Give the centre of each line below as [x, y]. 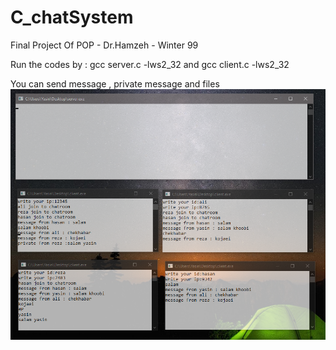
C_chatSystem [72, 17]
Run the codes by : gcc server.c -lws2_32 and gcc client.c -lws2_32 [150, 64]
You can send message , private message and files [115, 83]
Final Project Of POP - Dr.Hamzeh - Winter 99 [104, 45]
